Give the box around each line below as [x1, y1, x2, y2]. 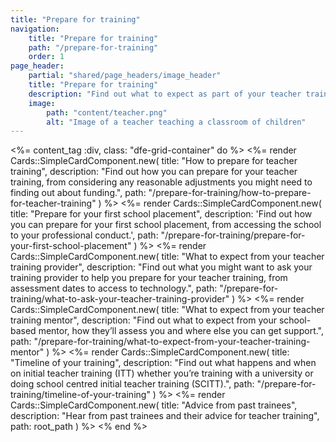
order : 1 [28, 52, 65, 62]
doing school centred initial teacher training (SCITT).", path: [10, 378, 255, 390]
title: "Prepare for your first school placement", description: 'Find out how [10, 208, 313, 220]
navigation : [10, 24, 60, 34]
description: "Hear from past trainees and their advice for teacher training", [10, 410, 320, 422]
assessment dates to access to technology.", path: [10, 282, 218, 295]
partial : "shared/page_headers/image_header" [28, 71, 222, 81]
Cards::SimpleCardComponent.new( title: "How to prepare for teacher [10, 155, 298, 167]
